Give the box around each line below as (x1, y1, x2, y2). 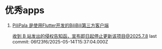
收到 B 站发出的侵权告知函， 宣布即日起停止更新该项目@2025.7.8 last (12, 33, 157, 39)
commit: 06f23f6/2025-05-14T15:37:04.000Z (12, 38, 109, 44)
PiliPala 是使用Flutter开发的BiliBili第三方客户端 (12, 22, 109, 28)
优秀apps (5, 5, 45, 16)
